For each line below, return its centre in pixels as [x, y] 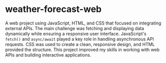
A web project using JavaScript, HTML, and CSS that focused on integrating [83, 23]
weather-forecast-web [53, 9]
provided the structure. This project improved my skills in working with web [83, 49]
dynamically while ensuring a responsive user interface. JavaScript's [76, 33]
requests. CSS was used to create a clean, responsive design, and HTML [80, 44]
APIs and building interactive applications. [48, 55]
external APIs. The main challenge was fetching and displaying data [75, 28]
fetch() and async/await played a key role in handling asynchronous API [80, 39]
